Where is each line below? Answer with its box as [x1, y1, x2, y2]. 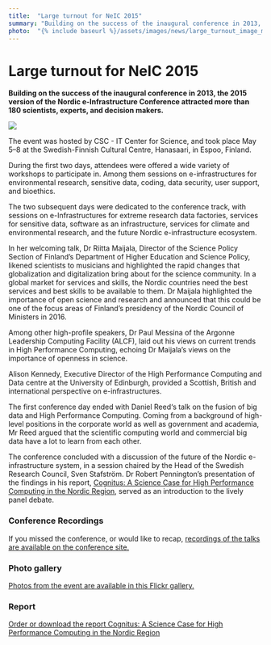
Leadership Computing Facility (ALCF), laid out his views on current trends [8, 336, 256, 346]
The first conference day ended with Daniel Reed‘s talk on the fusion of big [8, 402, 258, 412]
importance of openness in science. [8, 353, 128, 364]
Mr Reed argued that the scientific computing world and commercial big [8, 428, 248, 437]
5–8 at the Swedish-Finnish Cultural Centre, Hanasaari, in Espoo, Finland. [8, 145, 252, 154]
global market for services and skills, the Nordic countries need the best [8, 278, 248, 288]
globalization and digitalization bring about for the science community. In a [8, 269, 256, 279]
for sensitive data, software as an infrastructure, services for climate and [8, 219, 250, 229]
